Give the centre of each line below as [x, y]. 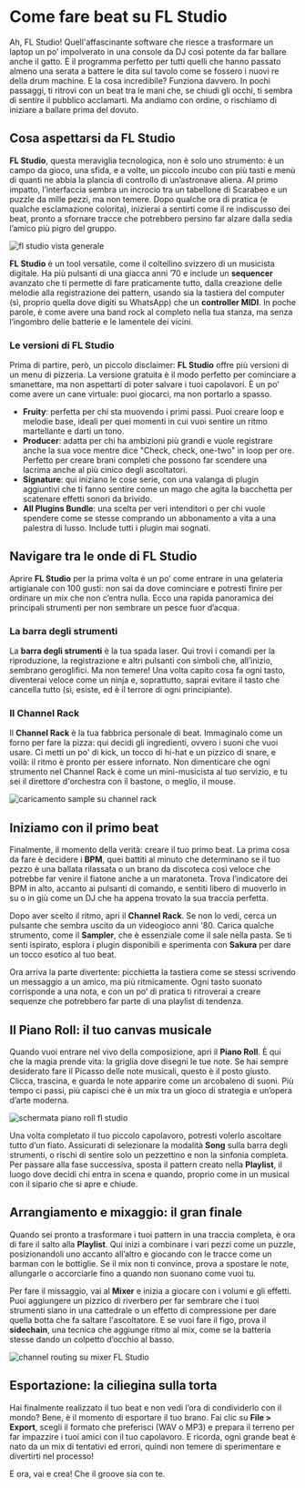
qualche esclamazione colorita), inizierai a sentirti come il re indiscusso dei [150, 209]
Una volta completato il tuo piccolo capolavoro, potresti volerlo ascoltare [146, 1135]
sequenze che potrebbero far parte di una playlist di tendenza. [127, 1001]
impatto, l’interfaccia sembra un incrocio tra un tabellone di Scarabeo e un [148, 190]
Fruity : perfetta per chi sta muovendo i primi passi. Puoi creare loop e [153, 412]
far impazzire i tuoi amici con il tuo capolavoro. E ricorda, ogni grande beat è [152, 1436]
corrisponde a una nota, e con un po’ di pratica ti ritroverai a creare [135, 991]
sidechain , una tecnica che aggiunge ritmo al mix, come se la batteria [140, 1329]
